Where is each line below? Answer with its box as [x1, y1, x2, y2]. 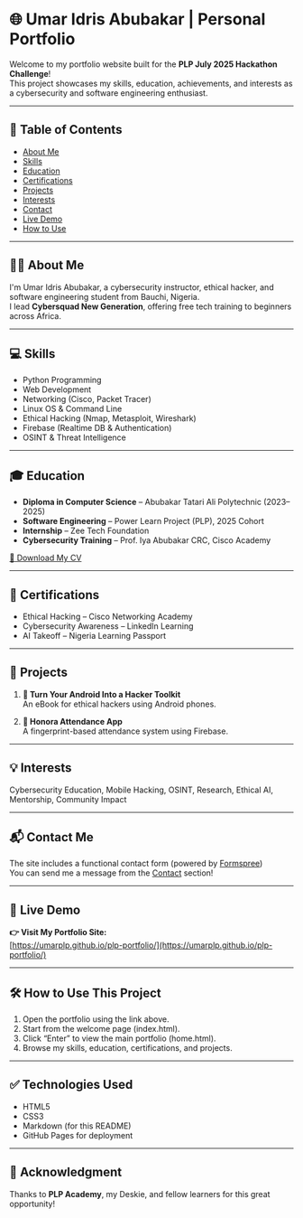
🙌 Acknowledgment [9, 1165, 123, 1180]
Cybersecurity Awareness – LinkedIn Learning [22, 621, 194, 632]
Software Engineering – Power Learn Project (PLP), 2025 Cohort [22, 516, 264, 527]
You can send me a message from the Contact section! [9, 867, 214, 878]
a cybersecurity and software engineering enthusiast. [9, 87, 208, 98]
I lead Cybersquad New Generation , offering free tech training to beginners [9, 301, 292, 312]
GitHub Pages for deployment [22, 1129, 133, 1140]
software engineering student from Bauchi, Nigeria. [9, 291, 200, 302]
